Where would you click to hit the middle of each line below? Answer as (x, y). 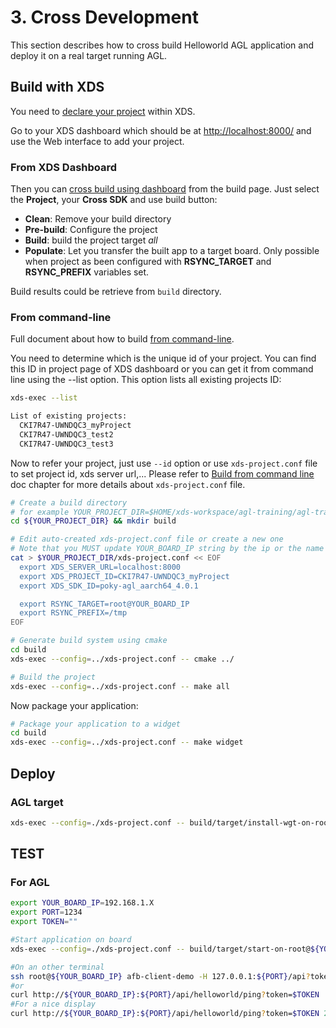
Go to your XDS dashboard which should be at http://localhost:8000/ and (161, 130)
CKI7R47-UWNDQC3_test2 (66, 434)
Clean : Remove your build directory (98, 219)
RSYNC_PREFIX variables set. (87, 272)
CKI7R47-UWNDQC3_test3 (66, 444)
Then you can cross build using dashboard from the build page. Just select (165, 189)
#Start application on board (71, 940)
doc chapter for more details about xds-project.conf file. (128, 484)
